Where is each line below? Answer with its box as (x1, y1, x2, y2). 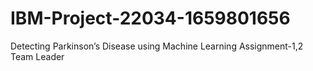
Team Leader (10, 50, 65, 62)
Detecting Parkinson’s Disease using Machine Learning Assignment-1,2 (10, 40, 304, 52)
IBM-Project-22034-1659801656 (10, 7, 291, 30)
